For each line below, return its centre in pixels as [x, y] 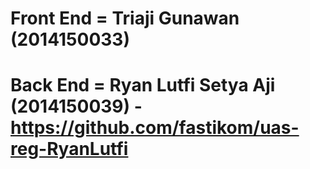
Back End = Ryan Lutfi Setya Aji [143, 85]
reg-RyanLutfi [69, 149]
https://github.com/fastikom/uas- [155, 128]
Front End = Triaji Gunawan [125, 18]
